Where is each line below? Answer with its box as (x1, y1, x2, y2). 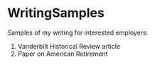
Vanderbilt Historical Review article (17, 42, 121, 50)
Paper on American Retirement (17, 49, 108, 58)
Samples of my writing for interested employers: (7, 28, 149, 37)
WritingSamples (7, 5, 105, 21)
